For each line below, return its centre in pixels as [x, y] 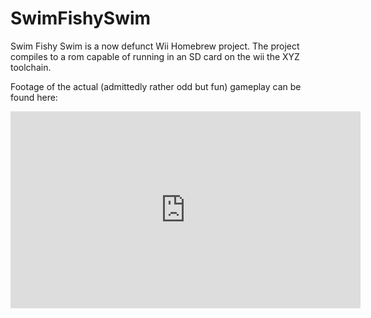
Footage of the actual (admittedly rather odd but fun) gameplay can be [156, 86]
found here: [34, 97]
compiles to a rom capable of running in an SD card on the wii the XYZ [155, 56]
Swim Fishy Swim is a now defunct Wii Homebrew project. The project [155, 46]
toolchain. [31, 67]
